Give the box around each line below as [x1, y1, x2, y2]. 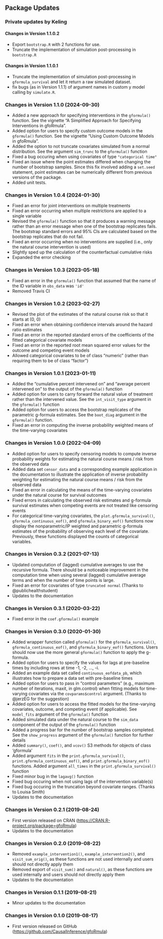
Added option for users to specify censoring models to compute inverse [12, 451, 157, 456]
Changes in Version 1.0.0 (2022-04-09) [5, 440, 101, 447]
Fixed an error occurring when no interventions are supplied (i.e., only [12, 239, 152, 245]
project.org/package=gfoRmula [12, 822, 75, 829]
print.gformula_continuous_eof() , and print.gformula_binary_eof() [12, 758, 150, 764]
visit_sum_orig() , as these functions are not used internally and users [12, 856, 154, 862]
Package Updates [5, 4, 60, 12]
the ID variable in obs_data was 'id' [12, 283, 84, 289]
